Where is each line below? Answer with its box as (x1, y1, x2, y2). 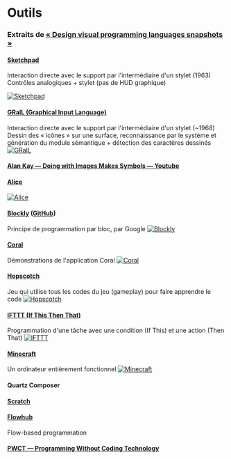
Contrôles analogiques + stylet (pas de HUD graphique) (7, 79, 166, 87)
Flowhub (7, 413, 33, 421)
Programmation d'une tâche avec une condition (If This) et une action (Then (7, 326, 225, 335)
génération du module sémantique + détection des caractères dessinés (7, 138, 212, 147)
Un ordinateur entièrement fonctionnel (7, 365, 117, 373)
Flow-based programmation (7, 428, 87, 437)
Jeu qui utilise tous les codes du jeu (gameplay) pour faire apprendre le (7, 287, 212, 295)
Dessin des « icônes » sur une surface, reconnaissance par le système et (7, 131, 217, 139)
